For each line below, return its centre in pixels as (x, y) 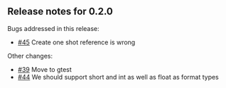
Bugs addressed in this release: (53, 28)
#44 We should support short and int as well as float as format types (118, 77)
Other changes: (30, 56)
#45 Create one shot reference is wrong (76, 42)
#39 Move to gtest (45, 69)
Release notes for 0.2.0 (60, 12)
